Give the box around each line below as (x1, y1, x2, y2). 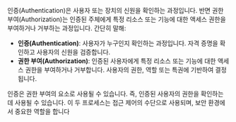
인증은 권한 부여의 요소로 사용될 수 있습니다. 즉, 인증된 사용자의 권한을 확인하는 (7, 89, 224, 98)
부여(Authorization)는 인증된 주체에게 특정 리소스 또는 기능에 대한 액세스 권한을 (7, 15, 226, 23)
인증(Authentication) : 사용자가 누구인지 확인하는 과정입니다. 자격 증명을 (17, 39, 218, 48)
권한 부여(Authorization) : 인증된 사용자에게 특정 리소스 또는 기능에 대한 (17, 57, 216, 65)
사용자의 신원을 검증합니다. (36, 48, 111, 56)
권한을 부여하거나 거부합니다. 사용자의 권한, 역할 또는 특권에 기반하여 (25, 66, 214, 74)
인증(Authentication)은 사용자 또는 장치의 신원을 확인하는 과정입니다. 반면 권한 (7, 6, 224, 14)
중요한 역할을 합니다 (14, 107, 70, 116)
